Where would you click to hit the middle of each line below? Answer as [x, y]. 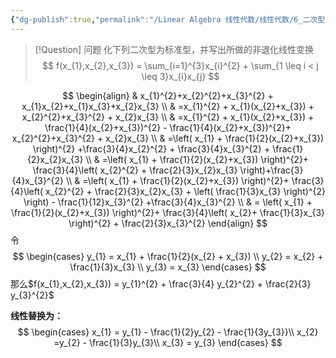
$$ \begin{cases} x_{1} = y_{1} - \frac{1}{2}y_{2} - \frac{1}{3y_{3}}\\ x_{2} [168, 332]
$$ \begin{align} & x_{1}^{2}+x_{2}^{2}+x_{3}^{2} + [168, 95]
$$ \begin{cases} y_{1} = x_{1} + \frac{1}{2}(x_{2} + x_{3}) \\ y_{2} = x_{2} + [168, 256]
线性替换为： [36, 315]
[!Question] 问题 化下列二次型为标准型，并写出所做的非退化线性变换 [174, 49]
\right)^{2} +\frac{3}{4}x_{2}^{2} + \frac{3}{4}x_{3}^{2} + [151, 148]
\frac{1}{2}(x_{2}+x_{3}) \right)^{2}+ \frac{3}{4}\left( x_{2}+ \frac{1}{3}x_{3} [168, 212]
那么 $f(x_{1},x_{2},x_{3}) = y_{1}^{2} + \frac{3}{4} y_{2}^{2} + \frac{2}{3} [161, 283]
